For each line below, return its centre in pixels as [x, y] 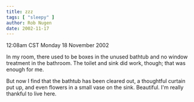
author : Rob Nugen [29, 23]
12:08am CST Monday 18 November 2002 [58, 45]
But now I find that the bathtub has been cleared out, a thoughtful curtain [96, 81]
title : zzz [20, 12]
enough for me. [25, 70]
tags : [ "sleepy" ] [30, 17]
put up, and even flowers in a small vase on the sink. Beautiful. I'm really [95, 88]
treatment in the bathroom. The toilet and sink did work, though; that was [96, 63]
